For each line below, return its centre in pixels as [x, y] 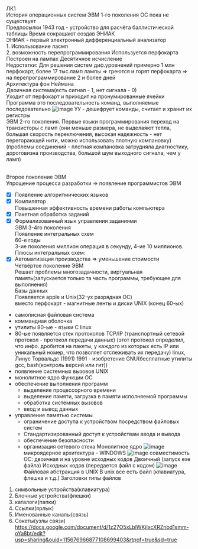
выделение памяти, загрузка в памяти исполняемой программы [106, 397]
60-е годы [28, 240]
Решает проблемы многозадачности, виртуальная [79, 272]
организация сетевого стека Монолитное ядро [83, 447]
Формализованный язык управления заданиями [76, 221]
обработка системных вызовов [63, 403]
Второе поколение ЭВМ [36, 177]
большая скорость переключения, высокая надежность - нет [84, 134]
